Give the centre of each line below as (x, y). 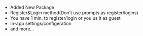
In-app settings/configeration (41, 23)
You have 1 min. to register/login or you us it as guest (65, 18)
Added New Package (32, 7)
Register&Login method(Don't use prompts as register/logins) (74, 13)
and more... (22, 29)
